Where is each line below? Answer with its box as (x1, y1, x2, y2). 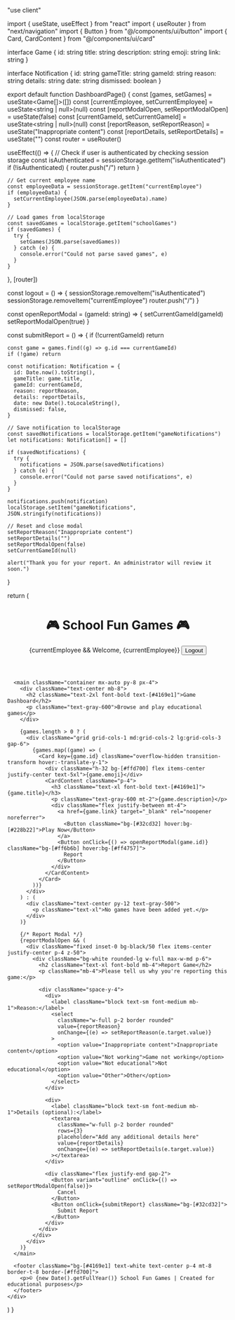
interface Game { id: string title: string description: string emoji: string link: (7, 48, 221, 56)
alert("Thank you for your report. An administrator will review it (7, 559, 212, 566)
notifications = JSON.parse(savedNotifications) (20, 461, 165, 468)
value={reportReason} (57, 1022, 121, 1030)
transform (7, 759, 36, 766)
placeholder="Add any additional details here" (57, 1133, 199, 1140)
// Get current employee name (7, 177, 96, 184)
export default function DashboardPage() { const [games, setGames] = (7, 91, 213, 98)
